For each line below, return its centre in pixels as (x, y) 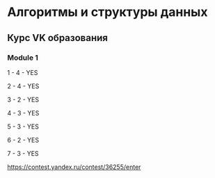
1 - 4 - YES (23, 72)
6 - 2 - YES (23, 140)
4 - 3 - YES (23, 113)
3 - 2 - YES (23, 99)
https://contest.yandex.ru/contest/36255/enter (74, 167)
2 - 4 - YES (23, 86)
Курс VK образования (57, 38)
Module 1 (23, 58)
